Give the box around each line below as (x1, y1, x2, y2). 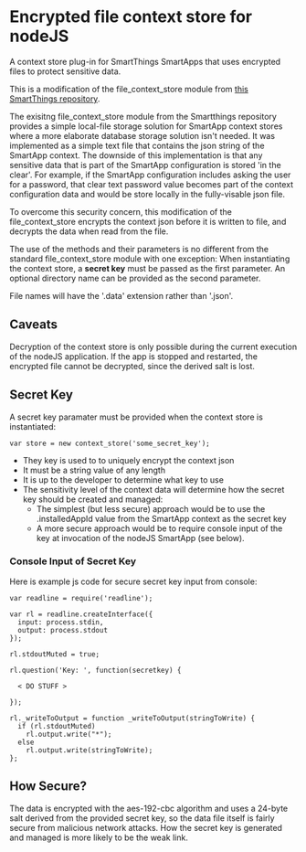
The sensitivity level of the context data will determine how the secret (22, 484, 285, 495)
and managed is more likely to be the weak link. (9, 832, 189, 843)
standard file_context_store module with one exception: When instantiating (9, 253, 290, 264)
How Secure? (9, 779, 88, 794)
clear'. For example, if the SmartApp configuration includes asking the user (9, 169, 291, 180)
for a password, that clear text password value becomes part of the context (9, 178, 294, 189)
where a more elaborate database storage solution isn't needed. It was (9, 130, 276, 141)
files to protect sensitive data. (9, 66, 121, 77)
